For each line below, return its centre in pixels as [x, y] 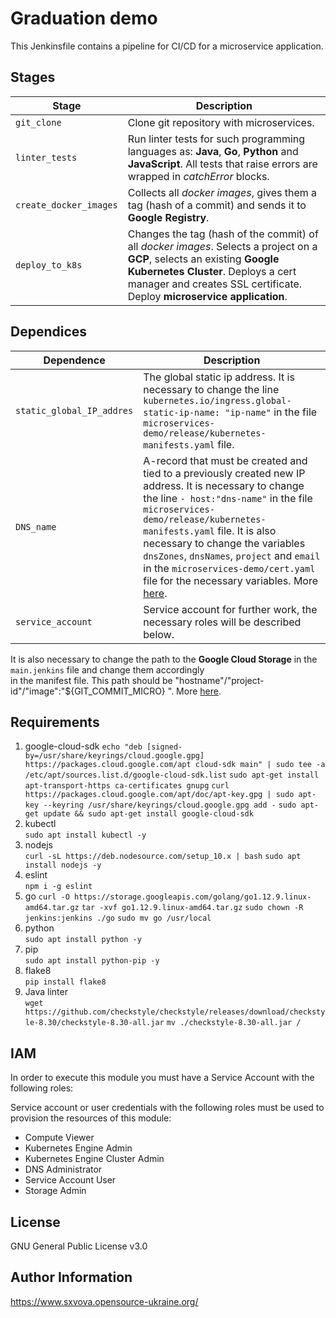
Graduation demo [84, 18]
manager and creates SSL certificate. [215, 284]
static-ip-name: [182, 412]
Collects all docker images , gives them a [222, 192]
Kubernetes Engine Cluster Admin [94, 1159]
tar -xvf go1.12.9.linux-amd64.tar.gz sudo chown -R [192, 908]
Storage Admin [55, 1191]
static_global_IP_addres [74, 410]
